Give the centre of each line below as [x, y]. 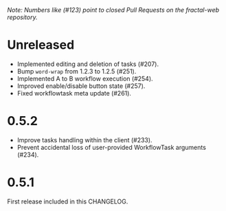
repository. [22, 17]
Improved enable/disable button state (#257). [81, 86]
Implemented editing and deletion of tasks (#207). [88, 64]
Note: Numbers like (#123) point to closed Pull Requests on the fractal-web [113, 10]
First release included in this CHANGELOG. [68, 201]
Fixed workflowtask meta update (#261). [74, 93]
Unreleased [41, 45]
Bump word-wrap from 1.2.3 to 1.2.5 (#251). [77, 71]
